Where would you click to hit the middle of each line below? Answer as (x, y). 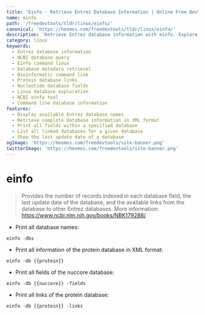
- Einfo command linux (41, 63)
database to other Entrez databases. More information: (90, 209)
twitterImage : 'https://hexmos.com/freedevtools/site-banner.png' (92, 148)
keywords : (19, 46)
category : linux (27, 40)
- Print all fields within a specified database (75, 126)
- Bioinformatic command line (50, 75)
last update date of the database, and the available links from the (103, 202)
